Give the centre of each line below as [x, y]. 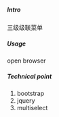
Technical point [29, 76]
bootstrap [31, 93]
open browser [26, 61]
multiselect [32, 107]
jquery [26, 100]
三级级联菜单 [25, 27]
